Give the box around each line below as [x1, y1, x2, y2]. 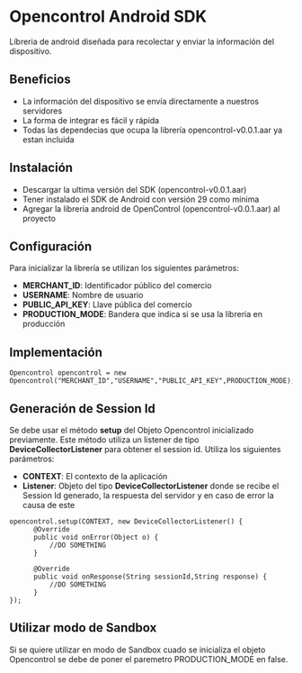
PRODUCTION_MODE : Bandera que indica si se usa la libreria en [22, 309, 263, 320]
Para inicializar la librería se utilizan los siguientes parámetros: [9, 263, 240, 274]
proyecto [22, 213, 57, 223]
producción [22, 318, 66, 330]
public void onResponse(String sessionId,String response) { [32, 572, 268, 581]
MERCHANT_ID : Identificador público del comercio [22, 280, 212, 291]
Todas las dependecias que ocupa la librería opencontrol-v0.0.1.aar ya [22, 124, 283, 135]
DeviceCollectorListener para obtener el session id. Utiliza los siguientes [9, 444, 281, 454]
